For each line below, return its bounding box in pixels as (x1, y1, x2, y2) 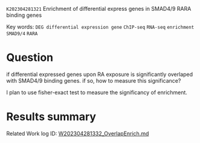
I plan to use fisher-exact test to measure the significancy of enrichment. (6, 89, 187, 96)
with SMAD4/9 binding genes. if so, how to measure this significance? (6, 77, 181, 84)
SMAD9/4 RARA (6, 31, 38, 37)
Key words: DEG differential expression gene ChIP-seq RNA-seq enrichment (6, 24, 195, 30)
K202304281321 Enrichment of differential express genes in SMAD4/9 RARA (6, 5, 192, 12)
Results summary (6, 110, 97, 124)
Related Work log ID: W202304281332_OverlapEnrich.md (6, 130, 149, 137)
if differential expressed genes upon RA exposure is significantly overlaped (6, 71, 193, 78)
